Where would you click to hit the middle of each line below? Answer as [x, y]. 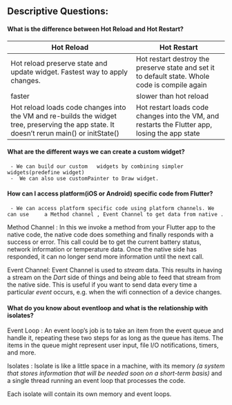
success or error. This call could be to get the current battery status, [104, 242]
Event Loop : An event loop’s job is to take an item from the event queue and [116, 330]
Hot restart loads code [172, 107]
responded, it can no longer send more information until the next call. [106, 256]
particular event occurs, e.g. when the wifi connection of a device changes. [115, 292]
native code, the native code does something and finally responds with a [110, 235]
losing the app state [168, 133]
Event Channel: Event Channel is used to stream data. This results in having [115, 270]
